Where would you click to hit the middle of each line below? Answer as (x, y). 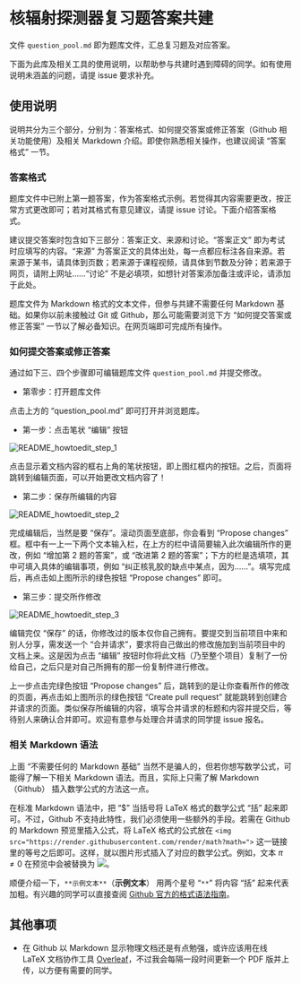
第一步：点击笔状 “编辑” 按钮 (75, 430)
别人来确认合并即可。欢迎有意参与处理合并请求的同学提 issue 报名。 (142, 720)
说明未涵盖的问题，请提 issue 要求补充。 (84, 75)
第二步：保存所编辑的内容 (69, 496)
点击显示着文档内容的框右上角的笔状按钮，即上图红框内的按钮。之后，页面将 (150, 466)
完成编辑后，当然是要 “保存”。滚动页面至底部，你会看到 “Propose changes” (149, 533)
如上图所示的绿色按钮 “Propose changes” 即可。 (137, 578)
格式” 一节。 (32, 151)
